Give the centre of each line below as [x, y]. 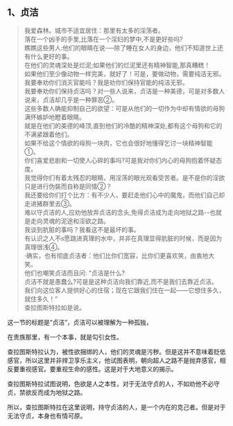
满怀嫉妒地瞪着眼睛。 [54, 117]
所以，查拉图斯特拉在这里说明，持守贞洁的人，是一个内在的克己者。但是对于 [116, 407]
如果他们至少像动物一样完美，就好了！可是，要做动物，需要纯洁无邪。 [124, 73]
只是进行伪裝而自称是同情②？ [68, 186]
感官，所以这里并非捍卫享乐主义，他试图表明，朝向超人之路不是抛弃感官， [113, 360]
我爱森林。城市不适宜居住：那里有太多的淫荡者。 [94, 30]
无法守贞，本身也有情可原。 [47, 416]
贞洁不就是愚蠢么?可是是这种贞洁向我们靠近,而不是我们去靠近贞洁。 [121, 281]
